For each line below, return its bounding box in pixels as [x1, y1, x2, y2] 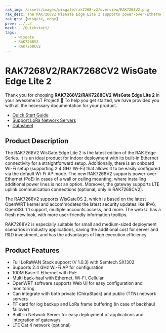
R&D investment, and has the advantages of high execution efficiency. [5, 232, 148, 238]
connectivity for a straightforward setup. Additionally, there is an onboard [5, 160, 155, 166]
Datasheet [12, 122, 34, 128]
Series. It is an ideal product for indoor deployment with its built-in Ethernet [5, 155, 158, 161]
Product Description [5, 137, 69, 145]
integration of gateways [12, 317, 61, 323]
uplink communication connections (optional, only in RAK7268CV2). [5, 186, 143, 192]
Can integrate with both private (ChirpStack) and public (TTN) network [12, 291, 157, 296]
